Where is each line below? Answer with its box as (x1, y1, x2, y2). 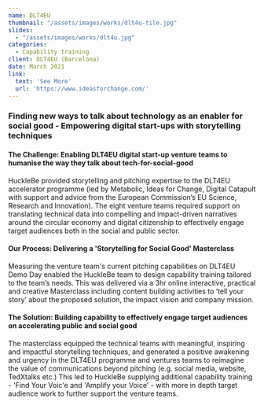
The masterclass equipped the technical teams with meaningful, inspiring (8, 338, 245, 348)
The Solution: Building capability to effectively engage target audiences (8, 312, 248, 323)
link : (8, 70, 26, 78)
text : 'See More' (15, 77, 72, 85)
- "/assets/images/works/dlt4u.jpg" (15, 33, 135, 42)
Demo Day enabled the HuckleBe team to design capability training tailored (8, 269, 251, 279)
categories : (8, 41, 47, 49)
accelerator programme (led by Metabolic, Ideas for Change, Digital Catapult (8, 184, 256, 194)
